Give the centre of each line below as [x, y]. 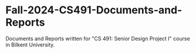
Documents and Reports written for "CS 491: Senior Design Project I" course [98, 38]
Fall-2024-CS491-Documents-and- [94, 10]
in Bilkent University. [30, 45]
